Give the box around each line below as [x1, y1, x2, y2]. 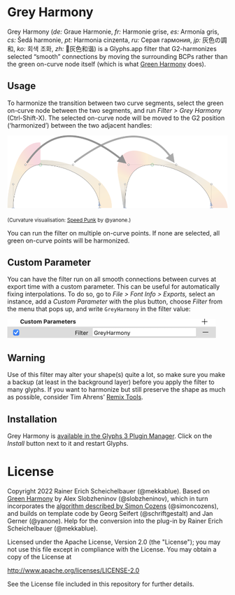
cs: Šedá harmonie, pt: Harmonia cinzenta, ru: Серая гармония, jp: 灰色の [7, 36, 222, 44]
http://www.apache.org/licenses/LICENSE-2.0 [7, 566, 140, 575]
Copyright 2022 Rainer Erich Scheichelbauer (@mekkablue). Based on [7, 487, 210, 495]
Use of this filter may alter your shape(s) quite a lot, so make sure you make [7, 371, 226, 379]
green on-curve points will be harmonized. [7, 236, 130, 245]
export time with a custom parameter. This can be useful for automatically [7, 282, 220, 291]
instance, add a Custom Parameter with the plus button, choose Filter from [7, 297, 222, 306]
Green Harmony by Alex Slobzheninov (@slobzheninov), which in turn [7, 495, 208, 503]
